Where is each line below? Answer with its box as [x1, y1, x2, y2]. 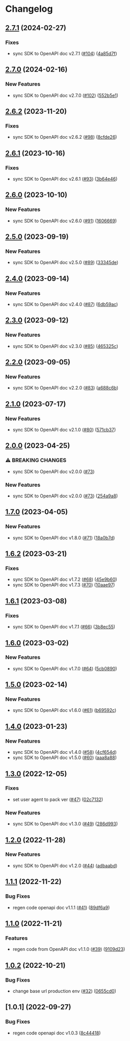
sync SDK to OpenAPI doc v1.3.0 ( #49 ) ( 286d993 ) [12, 821, 118, 827]
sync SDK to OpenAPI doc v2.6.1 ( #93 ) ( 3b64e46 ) [12, 176, 118, 182]
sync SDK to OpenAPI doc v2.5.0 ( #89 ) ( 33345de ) [12, 259, 119, 266]
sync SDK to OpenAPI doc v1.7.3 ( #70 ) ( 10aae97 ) [12, 582, 115, 588]
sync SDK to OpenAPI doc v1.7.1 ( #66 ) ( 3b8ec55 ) [12, 624, 116, 630]
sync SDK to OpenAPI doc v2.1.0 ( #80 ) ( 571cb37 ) [12, 427, 116, 433]
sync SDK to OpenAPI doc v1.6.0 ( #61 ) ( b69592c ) [12, 707, 117, 713]
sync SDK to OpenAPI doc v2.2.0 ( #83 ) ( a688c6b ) [12, 385, 119, 391]
